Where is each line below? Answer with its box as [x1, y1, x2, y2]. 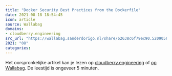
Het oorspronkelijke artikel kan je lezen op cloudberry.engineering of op [5, 59, 157, 65]
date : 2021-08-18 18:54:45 [5, 12, 63, 17]
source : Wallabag [5, 21, 42, 27]
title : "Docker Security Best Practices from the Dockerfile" [5, 7, 141, 13]
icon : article [5, 17, 36, 22]
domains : [5, 27, 24, 32]
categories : [5, 45, 31, 50]
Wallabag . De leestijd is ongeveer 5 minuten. [5, 65, 99, 71]
